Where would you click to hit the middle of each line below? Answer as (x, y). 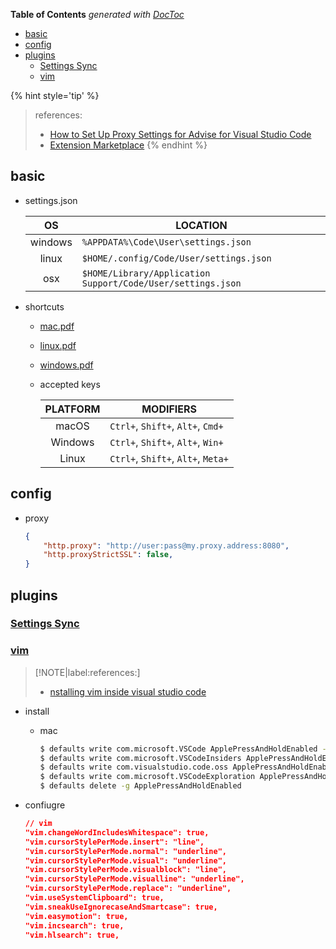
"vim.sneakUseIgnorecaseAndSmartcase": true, (121, 907)
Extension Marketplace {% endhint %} (128, 145)
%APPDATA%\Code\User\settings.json (166, 242)
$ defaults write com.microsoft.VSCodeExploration (147, 777)
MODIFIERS (169, 409)
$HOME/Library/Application (146, 273)
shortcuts (44, 306)
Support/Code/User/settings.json (161, 283)
